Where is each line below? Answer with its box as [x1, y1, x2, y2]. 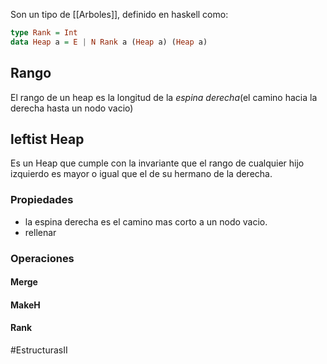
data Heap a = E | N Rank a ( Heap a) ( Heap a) [10, 37, 208, 47]
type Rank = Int [10, 28, 78, 38]
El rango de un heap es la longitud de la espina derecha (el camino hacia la [10, 91, 318, 103]
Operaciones [10, 251, 75, 265]
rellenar [24, 226, 57, 238]
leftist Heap [10, 130, 85, 148]
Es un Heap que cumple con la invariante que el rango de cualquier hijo [10, 157, 305, 169]
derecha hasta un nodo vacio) [10, 102, 134, 114]
